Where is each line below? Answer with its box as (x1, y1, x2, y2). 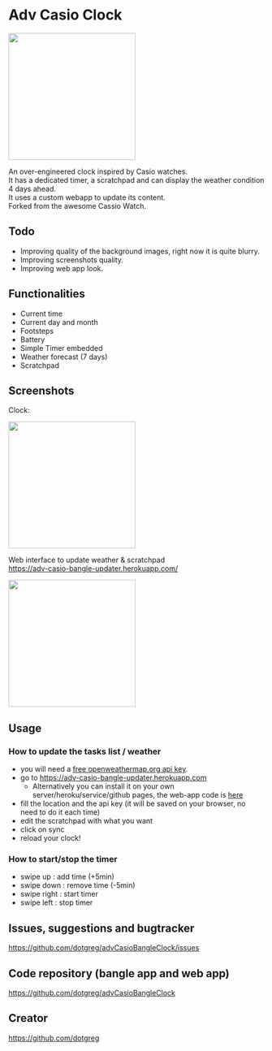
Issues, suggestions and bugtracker (8, 921, 195, 935)
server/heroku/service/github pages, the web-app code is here (32, 790, 244, 800)
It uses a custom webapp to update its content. (8, 192, 166, 202)
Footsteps (19, 326, 54, 335)
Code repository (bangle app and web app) (8, 967, 230, 980)
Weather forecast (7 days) (19, 352, 108, 361)
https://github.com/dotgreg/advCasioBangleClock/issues (8, 943, 200, 953)
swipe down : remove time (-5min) (19, 880, 136, 890)
